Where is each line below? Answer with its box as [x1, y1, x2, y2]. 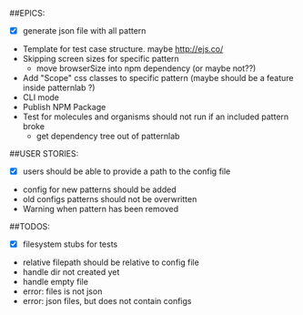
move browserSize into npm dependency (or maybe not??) [35, 63, 257, 74]
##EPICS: [9, 8, 45, 18]
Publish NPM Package [22, 102, 106, 113]
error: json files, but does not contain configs [22, 296, 192, 307]
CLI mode [22, 92, 60, 103]
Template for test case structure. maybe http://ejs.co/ [22, 44, 224, 55]
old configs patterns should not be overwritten [22, 194, 197, 205]
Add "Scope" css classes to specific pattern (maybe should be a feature [22, 73, 294, 84]
